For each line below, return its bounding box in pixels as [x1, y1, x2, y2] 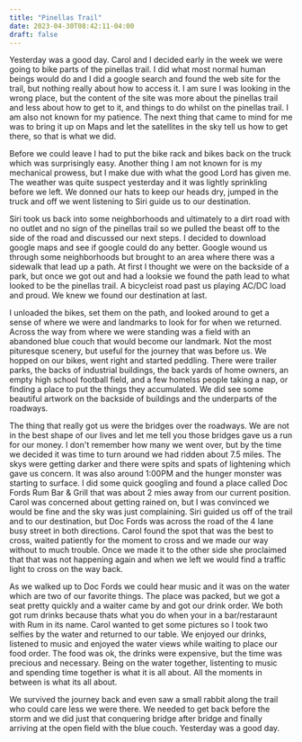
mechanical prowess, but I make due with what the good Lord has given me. [9, 167, 292, 178]
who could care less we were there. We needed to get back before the [9, 703, 271, 715]
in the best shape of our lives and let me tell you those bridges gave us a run [9, 430, 293, 441]
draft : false [9, 30, 58, 39]
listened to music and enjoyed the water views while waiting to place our [9, 639, 279, 649]
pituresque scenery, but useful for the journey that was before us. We [9, 345, 267, 356]
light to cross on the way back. [9, 564, 123, 575]
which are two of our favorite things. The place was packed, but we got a [9, 591, 280, 602]
